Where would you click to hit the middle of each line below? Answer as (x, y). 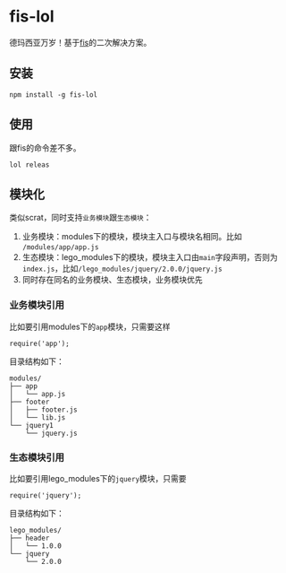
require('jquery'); (46, 495)
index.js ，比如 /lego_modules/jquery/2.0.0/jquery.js (122, 269)
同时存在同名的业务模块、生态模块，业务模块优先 (112, 280)
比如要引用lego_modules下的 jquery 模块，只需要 (98, 478)
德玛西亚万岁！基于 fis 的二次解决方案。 (80, 42)
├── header (29, 538)
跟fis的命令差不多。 (45, 148)
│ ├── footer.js (43, 410)
